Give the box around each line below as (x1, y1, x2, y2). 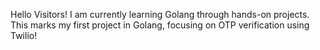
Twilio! (10, 30, 38, 41)
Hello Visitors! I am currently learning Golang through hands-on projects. (10, 9, 310, 20)
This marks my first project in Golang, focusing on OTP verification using (10, 19, 310, 31)
